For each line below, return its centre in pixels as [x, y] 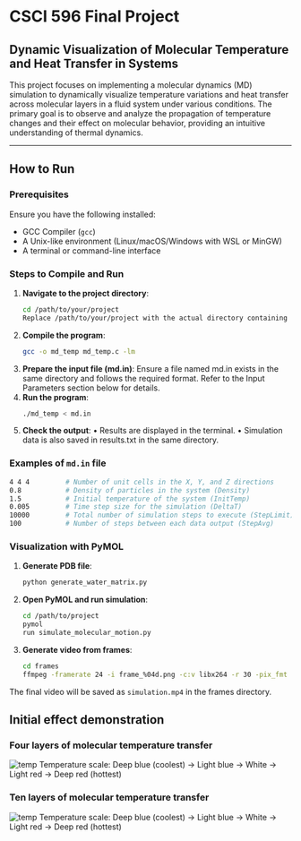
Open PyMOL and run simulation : [85, 600]
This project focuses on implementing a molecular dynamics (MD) [131, 85]
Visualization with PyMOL [66, 546]
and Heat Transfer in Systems [94, 63]
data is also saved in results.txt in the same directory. [120, 440]
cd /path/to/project [60, 616]
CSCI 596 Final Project [95, 17]
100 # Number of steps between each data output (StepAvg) [142, 524]
